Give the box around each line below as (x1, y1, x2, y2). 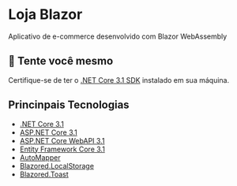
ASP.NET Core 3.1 (19, 128, 77, 137)
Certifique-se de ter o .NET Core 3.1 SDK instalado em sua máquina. (8, 75, 230, 84)
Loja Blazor (8, 6, 83, 24)
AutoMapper (19, 152, 61, 162)
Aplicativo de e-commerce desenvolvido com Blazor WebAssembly (8, 32, 228, 41)
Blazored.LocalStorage (19, 161, 95, 170)
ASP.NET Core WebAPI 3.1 (19, 136, 105, 145)
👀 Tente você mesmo (8, 54, 114, 68)
